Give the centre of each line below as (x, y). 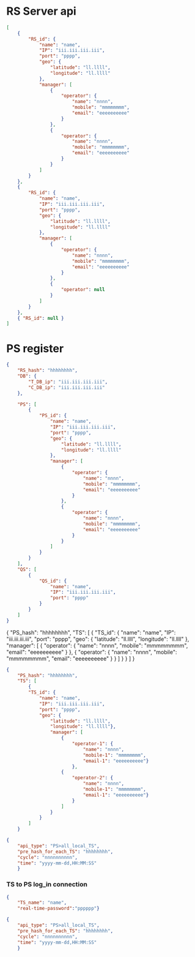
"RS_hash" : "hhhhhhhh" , (48, 371)
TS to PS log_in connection (47, 885)
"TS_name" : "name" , (42, 903)
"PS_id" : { (53, 416)
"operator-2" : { (93, 778)
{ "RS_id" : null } (41, 318)
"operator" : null (83, 290)
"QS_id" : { (53, 581)
